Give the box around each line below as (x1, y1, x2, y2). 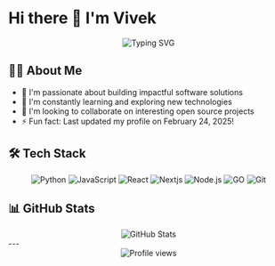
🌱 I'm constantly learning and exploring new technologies (20, 96, 232, 107)
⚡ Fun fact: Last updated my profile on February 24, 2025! (20, 116, 235, 126)
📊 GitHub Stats (8, 200, 95, 216)
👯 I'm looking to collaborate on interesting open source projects (20, 106, 255, 117)
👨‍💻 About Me (8, 63, 83, 78)
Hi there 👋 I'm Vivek (8, 8, 157, 28)
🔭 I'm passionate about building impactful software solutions (20, 86, 244, 97)
